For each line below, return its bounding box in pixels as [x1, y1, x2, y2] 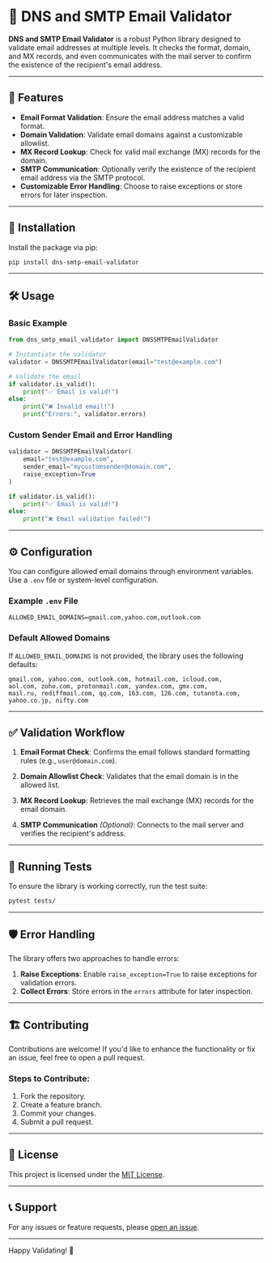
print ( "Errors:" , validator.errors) [23, 410, 147, 419]
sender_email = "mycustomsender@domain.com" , [23, 463, 172, 471]
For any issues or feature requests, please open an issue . [8, 1222, 200, 1231]
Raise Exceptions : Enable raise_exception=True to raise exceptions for [19, 969, 257, 979]
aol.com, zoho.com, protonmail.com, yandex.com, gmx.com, [8, 682, 208, 691]
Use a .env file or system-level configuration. [8, 575, 159, 585]
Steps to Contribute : [8, 1073, 91, 1084]
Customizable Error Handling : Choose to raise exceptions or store [19, 181, 243, 191]
